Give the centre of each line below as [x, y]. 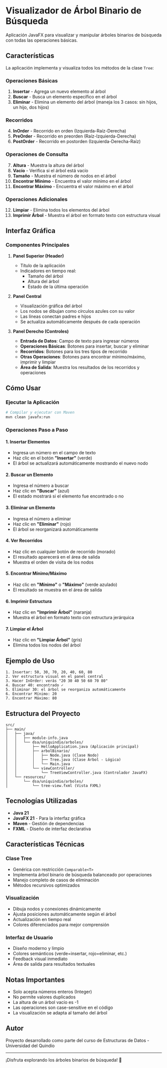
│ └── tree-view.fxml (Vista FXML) [53, 786]
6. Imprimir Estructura [29, 601]
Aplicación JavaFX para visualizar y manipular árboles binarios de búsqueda [84, 35]
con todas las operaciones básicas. [42, 40]
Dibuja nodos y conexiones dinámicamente [57, 909]
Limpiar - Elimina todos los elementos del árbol [61, 210]
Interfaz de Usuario [29, 937]
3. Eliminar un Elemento [30, 507]
